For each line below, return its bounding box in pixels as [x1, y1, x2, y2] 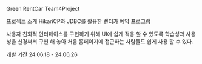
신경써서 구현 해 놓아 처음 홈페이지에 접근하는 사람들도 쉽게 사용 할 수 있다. [17, 38, 194, 45]
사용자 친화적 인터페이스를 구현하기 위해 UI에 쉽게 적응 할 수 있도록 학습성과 [6, 30, 185, 37]
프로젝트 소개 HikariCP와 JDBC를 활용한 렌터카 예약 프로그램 [6, 18, 150, 25]
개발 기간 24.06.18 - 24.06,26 [6, 51, 78, 58]
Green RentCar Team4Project [6, 5, 80, 12]
